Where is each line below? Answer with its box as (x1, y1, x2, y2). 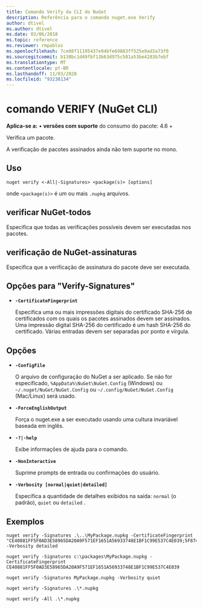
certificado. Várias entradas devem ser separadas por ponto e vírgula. (14, 328, 190, 335)
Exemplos (6, 516, 44, 526)
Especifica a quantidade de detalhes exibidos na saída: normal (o (14, 493, 176, 500)
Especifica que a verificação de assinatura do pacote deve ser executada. (6, 264, 191, 271)
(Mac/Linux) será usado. (14, 392, 77, 399)
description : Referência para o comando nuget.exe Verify (6, 15, 155, 21)
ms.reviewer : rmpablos (6, 43, 63, 49)
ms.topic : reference (6, 37, 59, 43)
